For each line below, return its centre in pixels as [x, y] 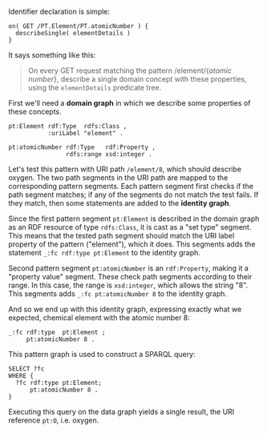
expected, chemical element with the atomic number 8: [99, 318]
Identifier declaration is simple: [59, 12]
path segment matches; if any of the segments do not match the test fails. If [133, 194]
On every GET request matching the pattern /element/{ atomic [130, 70]
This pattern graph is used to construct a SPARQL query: [102, 354]
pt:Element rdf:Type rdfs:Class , [68, 126]
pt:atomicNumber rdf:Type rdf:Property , [82, 147]
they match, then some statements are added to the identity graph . [119, 203]
